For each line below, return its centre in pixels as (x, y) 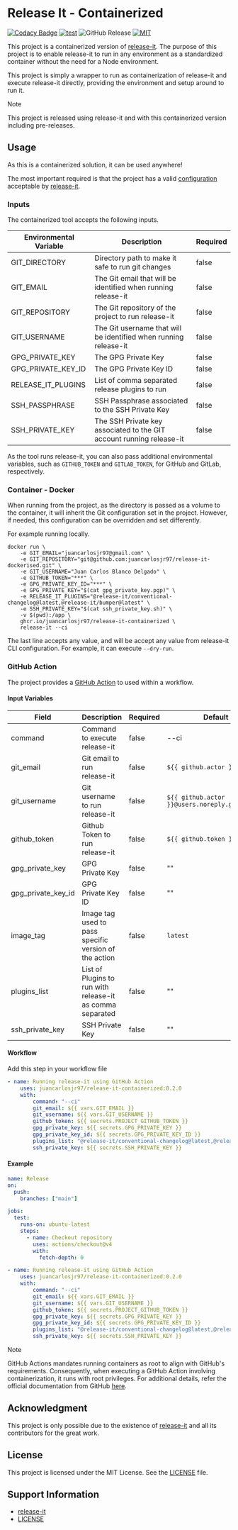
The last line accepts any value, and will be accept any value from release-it (118, 641)
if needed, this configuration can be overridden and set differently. (104, 520)
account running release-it (139, 439)
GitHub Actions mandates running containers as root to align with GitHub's (116, 1363)
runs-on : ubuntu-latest (55, 1224)
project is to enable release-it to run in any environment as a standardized (115, 54)
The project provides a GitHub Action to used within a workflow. (101, 682)
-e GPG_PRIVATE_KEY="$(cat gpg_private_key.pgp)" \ (98, 591)
